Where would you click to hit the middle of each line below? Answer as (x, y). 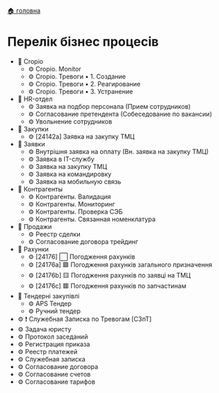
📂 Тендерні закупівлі (48, 295)
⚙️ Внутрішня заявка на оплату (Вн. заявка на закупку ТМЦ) (118, 151)
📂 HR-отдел (35, 99)
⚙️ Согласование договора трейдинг (83, 241)
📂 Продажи (35, 226)
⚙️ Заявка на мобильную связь (75, 181)
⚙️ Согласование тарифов (56, 382)
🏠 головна (24, 11)
